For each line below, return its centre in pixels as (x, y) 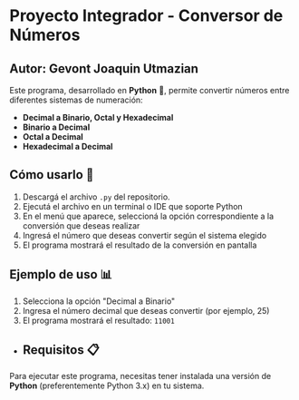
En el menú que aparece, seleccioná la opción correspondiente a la (148, 216)
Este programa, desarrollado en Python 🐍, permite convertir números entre (149, 90)
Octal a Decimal (53, 137)
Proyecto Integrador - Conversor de (146, 16)
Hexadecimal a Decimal (68, 146)
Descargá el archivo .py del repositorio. (96, 197)
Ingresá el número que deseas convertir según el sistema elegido (145, 235)
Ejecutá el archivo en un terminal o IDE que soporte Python (132, 206)
